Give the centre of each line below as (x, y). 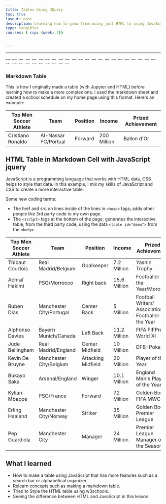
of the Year (149, 385)
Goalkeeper (95, 266)
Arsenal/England (58, 378)
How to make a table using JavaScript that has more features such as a (85, 475)
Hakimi (16, 286)
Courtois (18, 269)
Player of (146, 358)
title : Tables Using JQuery (34, 10)
